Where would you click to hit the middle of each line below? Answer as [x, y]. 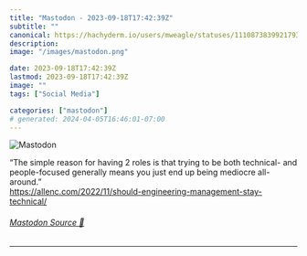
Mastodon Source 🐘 [47, 222]
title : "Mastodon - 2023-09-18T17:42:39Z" [91, 18]
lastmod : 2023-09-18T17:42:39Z [69, 77]
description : [34, 43]
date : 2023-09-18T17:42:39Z [63, 69]
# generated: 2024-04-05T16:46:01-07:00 [88, 119]
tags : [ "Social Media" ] [55, 94]
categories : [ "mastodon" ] [58, 111]
